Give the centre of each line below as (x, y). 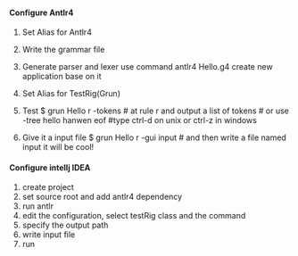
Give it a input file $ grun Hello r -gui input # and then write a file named (154, 137)
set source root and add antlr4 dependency (102, 197)
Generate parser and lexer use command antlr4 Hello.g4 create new (148, 67)
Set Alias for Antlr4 (57, 32)
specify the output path (65, 225)
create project (48, 187)
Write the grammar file (63, 50)
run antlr (37, 206)
